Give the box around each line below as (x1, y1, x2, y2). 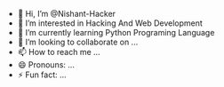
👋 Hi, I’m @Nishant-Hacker (17, 9, 116, 19)
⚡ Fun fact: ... (17, 69, 67, 80)
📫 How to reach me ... (17, 47, 100, 57)
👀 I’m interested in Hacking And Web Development (17, 18, 203, 28)
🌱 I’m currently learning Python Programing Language (17, 28, 215, 37)
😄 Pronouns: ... (17, 59, 76, 70)
